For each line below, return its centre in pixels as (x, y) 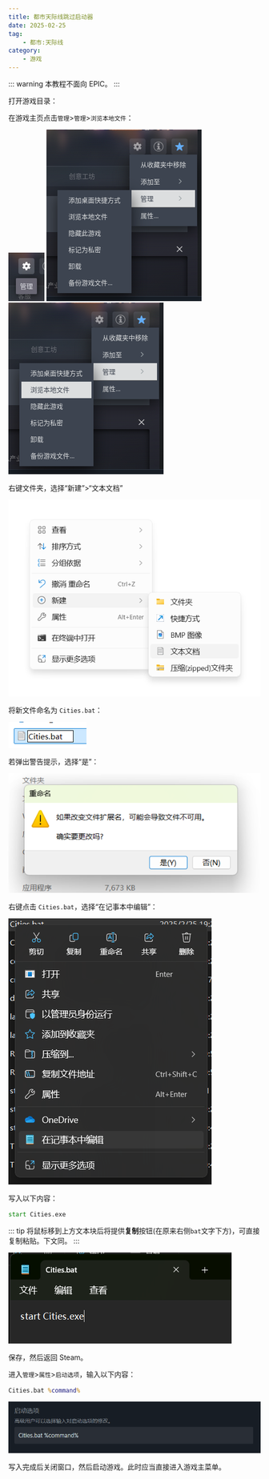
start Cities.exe (37, 1215)
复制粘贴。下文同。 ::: (44, 1241)
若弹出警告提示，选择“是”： (54, 762)
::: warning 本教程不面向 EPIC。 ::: (64, 84)
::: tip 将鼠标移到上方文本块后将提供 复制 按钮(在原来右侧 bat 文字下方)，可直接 (134, 1231)
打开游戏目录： (33, 101)
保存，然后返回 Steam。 (48, 1357)
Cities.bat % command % (44, 1391)
